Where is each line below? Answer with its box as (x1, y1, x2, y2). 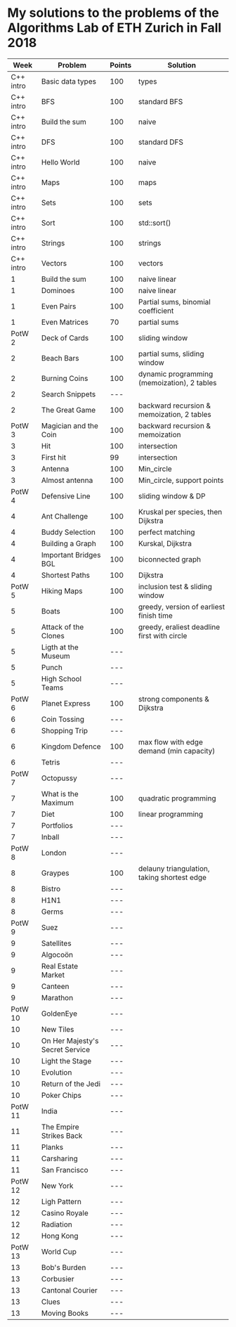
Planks (41, 1142, 64, 1152)
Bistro (41, 883, 61, 893)
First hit (41, 452, 67, 462)
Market (41, 970, 65, 980)
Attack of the (41, 622, 84, 632)
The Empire (41, 1122, 79, 1132)
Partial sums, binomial (138, 297, 211, 306)
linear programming (138, 809, 204, 819)
